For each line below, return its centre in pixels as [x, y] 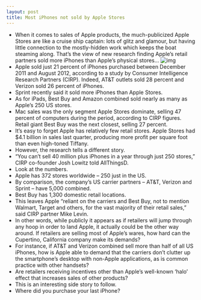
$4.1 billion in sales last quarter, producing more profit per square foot [101, 137]
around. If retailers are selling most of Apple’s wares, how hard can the [103, 233]
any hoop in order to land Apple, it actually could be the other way [97, 227]
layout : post [23, 12]
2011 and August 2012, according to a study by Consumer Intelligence [101, 73]
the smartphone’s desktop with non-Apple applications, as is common [101, 258]
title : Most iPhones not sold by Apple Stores [66, 17]
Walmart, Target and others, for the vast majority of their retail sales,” [100, 207]
